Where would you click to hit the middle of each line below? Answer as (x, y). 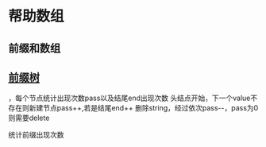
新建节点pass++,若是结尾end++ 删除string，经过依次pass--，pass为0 (144, 108)
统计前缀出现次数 (36, 135)
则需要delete (29, 118)
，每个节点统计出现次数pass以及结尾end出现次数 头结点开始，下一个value (129, 98)
